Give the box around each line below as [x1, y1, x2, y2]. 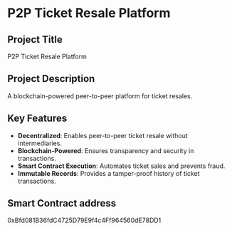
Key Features [7, 113, 68, 125]
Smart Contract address [7, 197, 117, 209]
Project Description [7, 73, 95, 85]
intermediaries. [17, 139, 63, 147]
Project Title [7, 33, 63, 46]
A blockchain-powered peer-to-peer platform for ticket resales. [7, 91, 193, 100]
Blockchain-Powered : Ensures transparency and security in [17, 146, 194, 155]
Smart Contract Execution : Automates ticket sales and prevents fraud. [17, 162, 226, 170]
